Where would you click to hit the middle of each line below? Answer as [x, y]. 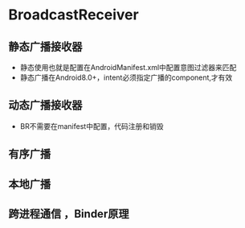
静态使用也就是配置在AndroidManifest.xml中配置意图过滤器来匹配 [128, 67]
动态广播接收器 [45, 105]
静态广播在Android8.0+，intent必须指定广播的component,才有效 [126, 77]
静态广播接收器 [45, 46]
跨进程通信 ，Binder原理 [69, 214]
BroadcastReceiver [73, 15]
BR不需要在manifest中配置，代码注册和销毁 [92, 126]
